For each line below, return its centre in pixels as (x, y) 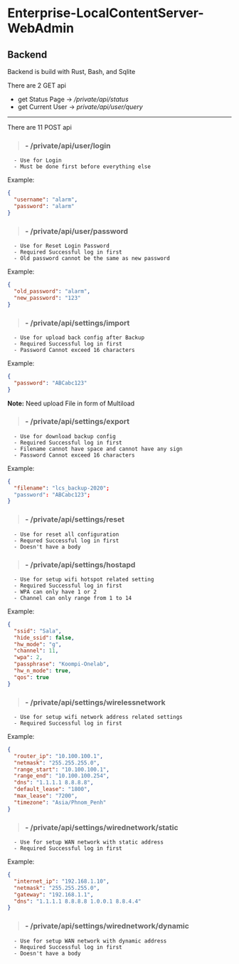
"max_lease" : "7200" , (46, 796)
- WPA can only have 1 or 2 (55, 592)
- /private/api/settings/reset (74, 519)
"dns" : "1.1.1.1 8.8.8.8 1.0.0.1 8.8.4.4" (78, 901)
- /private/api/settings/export (77, 422)
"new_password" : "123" (47, 298)
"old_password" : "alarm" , (52, 291)
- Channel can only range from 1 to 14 (73, 598)
